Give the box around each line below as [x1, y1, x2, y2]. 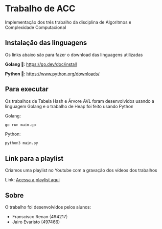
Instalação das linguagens [5, 39, 87, 47]
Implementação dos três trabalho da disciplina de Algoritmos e [5, 19, 132, 25]
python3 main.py [5, 141, 38, 145]
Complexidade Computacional [5, 24, 66, 30]
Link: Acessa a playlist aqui [5, 177, 60, 183]
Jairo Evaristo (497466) [12, 219, 60, 225]
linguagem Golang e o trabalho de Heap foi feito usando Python [5, 103, 134, 109]
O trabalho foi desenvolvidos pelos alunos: [5, 204, 92, 210]
